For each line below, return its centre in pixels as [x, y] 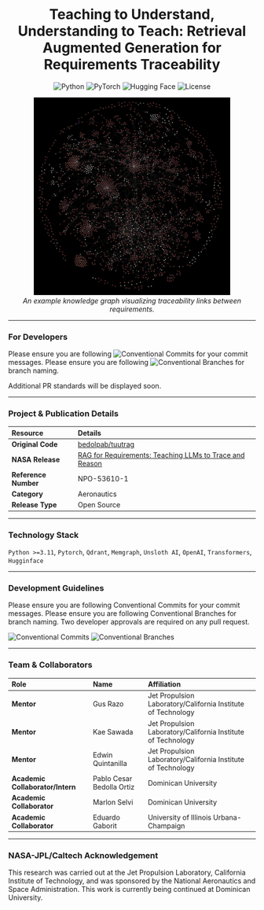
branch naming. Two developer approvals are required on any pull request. [129, 622]
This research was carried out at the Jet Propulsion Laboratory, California [127, 873]
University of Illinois [180, 817]
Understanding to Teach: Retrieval [132, 31]
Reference [29, 474]
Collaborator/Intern [44, 787]
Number [25, 483]
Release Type [34, 505]
